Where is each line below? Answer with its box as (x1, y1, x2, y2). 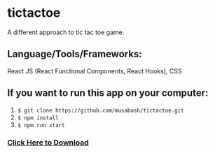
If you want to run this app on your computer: (7, 87, 209, 99)
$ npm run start (17, 122, 65, 129)
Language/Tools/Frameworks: (7, 48, 142, 60)
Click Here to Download (7, 138, 89, 147)
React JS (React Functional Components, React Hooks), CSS (7, 66, 182, 75)
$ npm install (17, 114, 59, 122)
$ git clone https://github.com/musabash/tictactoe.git (17, 107, 184, 114)
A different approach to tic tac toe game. (7, 28, 125, 36)
